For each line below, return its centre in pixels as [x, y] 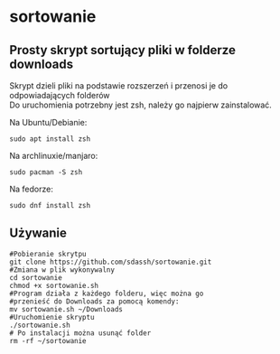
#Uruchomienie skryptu [52, 317]
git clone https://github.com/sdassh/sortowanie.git [111, 262]
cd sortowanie [36, 277]
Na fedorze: [32, 189]
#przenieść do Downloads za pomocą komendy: [94, 301]
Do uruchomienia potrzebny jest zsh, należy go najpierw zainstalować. [141, 105]
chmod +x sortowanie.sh [54, 285]
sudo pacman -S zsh [46, 172]
